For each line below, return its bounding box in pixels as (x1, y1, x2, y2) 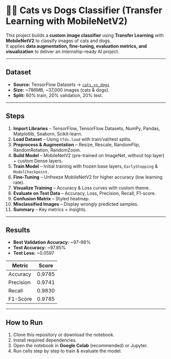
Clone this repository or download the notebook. (13, 332, 115, 338)
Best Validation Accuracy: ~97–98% (13, 239, 91, 246)
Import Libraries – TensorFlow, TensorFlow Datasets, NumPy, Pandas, (13, 125, 160, 131)
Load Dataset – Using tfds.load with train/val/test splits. (13, 136, 132, 142)
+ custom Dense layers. (13, 158, 63, 164)
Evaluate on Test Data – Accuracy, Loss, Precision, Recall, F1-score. (13, 190, 156, 196)
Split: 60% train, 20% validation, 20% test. (13, 92, 103, 98)
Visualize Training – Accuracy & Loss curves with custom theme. (13, 185, 150, 191)
